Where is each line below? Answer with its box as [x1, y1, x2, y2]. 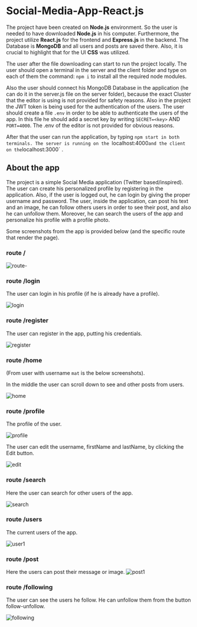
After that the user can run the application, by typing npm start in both [6, 133, 180, 140]
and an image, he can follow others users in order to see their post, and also [6, 204, 192, 211]
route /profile [6, 407, 45, 415]
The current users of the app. [6, 528, 78, 535]
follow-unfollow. [6, 603, 45, 610]
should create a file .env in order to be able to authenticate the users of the [6, 109, 189, 116]
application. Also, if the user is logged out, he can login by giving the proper [6, 191, 191, 198]
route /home [6, 356, 42, 364]
